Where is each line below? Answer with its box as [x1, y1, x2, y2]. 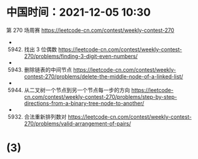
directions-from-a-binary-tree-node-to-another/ [24, 99, 145, 107]
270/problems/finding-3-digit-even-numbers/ [24, 52, 138, 60]
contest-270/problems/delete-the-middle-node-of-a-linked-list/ [24, 73, 184, 80]
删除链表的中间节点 [24, 66, 72, 73]
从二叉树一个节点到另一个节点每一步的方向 [24, 86, 130, 93]
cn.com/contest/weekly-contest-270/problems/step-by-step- [24, 93, 177, 100]
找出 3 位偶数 [24, 46, 57, 53]
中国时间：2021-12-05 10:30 [6, 5, 151, 19]
